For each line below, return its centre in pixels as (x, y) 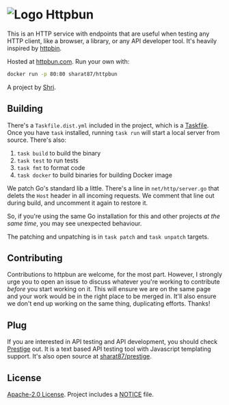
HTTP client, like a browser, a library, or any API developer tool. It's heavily (112, 40)
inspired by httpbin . (35, 48)
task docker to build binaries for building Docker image (95, 175)
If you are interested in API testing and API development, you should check (112, 342)
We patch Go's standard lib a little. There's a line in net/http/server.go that (113, 188)
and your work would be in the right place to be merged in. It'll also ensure (112, 296)
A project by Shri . (31, 87)
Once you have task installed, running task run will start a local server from (113, 132)
